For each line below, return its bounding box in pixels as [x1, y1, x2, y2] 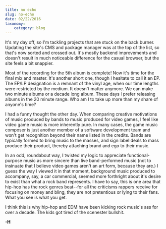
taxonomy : [5, 21, 26, 26]
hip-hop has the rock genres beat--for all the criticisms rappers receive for [5, 184, 158, 190]
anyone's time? [5, 102, 36, 108]
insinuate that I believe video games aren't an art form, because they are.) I [5, 163, 159, 169]
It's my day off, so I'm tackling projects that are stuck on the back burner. [5, 39, 155, 45]
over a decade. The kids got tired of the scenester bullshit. [5, 209, 125, 216]
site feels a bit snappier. [5, 60, 54, 66]
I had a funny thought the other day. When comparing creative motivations [5, 111, 158, 117]
